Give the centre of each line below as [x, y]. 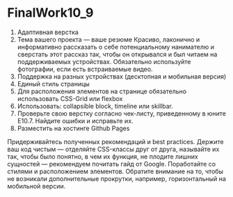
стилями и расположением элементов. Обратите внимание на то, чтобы [115, 171]
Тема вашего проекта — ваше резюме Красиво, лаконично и [109, 39]
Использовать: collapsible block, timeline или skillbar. [95, 106]
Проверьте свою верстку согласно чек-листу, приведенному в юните [121, 113]
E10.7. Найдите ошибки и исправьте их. [75, 120]
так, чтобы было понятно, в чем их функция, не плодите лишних [103, 156]
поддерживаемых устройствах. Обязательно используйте [104, 61]
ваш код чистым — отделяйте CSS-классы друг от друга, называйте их [113, 149]
